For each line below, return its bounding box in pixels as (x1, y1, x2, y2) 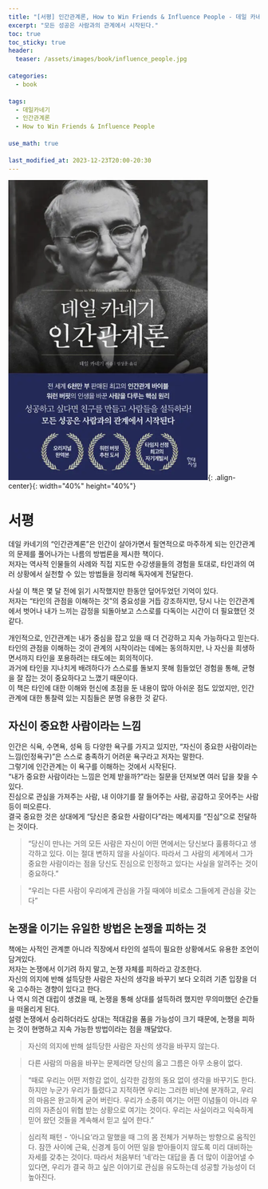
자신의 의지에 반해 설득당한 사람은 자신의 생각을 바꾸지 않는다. (27, 1041, 220, 1051)
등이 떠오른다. (8, 802, 52, 811)
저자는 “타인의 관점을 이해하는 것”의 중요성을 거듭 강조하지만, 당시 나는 (8, 596, 227, 606)
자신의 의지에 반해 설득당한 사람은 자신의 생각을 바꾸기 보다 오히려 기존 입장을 (8, 975, 249, 984)
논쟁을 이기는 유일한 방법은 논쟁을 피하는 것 (8, 921, 207, 935)
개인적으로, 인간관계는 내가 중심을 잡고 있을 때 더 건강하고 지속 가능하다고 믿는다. (8, 633, 259, 643)
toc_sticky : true (8, 38, 66, 46)
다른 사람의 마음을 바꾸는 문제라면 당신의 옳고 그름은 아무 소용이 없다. (27, 1059, 243, 1068)
